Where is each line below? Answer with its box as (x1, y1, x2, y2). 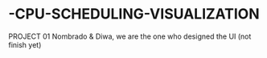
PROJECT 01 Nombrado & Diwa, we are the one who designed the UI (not (8, 31, 252, 41)
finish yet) (8, 39, 42, 49)
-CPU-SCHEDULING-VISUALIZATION (8, 5, 260, 23)
